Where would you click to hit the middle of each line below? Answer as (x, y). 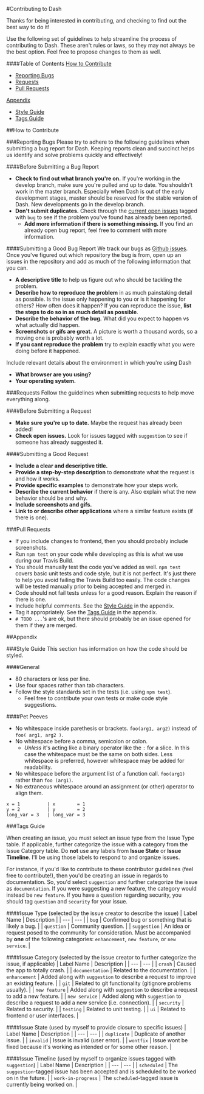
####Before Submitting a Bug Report (53, 167)
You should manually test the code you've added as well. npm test (98, 567)
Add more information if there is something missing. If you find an (108, 224)
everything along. (28, 399)
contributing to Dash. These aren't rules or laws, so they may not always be (101, 45)
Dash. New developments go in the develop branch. (80, 204)
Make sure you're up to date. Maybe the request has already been (99, 423)
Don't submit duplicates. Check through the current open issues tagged (106, 211)
